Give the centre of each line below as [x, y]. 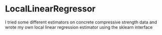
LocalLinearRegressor [50, 9]
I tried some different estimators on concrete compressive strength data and [81, 22]
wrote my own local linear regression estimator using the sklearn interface [79, 27]
